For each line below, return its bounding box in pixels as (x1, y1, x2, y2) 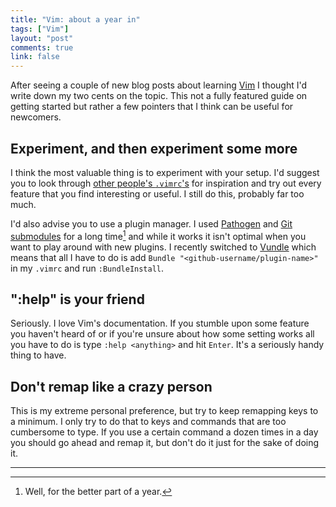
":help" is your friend (10, 291, 145, 308)
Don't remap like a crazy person (10, 378, 213, 395)
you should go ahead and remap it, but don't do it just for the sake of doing (10, 437, 320, 449)
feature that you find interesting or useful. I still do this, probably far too (10, 187, 305, 200)
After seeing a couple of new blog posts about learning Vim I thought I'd (10, 79, 308, 91)
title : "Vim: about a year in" (10, 14, 141, 25)
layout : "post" (10, 33, 74, 43)
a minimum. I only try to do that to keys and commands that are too (10, 416, 287, 428)
